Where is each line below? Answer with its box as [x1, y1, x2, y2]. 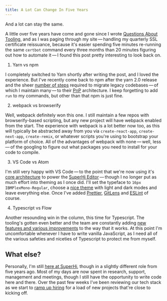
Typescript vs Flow [12, 204, 52, 210]
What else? [5, 250, 41, 259]
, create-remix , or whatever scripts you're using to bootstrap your [23, 133, 158, 139]
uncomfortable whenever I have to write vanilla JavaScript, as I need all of [5, 230, 157, 236]
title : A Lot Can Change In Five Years [5, 7, 88, 12]
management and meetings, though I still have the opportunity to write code [5, 274, 161, 280]
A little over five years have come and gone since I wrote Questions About [5, 30, 158, 36]
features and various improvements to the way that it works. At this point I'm [5, 225, 162, 231]
